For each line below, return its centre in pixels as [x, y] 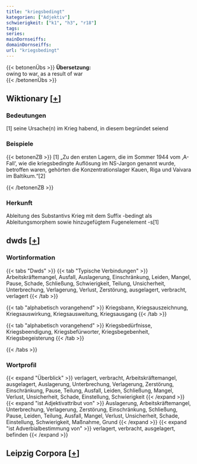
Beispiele [20, 144]
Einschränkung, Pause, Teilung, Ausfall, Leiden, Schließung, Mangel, [90, 391]
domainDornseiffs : [29, 45]
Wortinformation [31, 258]
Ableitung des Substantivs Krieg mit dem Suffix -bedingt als [79, 216]
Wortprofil [21, 365]
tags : [13, 28]
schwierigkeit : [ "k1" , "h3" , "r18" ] [51, 23]
